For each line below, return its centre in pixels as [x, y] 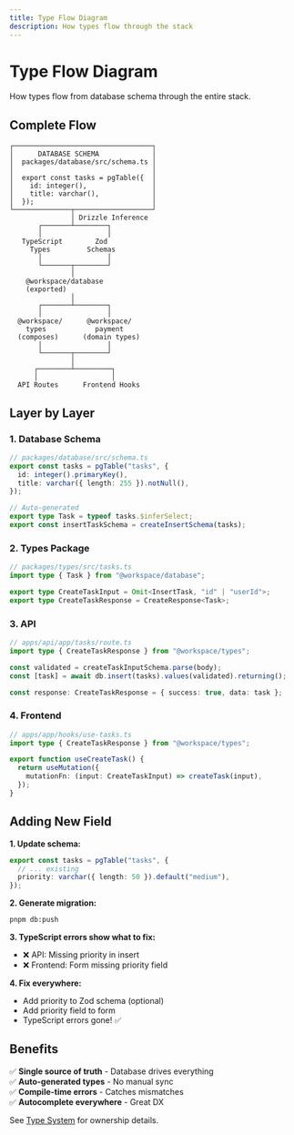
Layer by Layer [52, 413]
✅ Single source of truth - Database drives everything [112, 1071]
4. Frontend [35, 715]
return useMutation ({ [59, 768]
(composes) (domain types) [79, 338]
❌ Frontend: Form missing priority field [95, 965]
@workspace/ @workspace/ [75, 321]
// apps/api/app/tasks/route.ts [71, 643]
